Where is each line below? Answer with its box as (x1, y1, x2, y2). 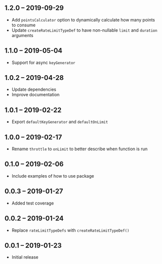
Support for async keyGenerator (11, 60, 76, 65)
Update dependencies (11, 86, 56, 92)
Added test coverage (11, 200, 54, 206)
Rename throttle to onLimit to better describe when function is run (11, 146, 148, 152)
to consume (11, 22, 36, 28)
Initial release (11, 254, 38, 260)
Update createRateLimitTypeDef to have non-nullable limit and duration (11, 27, 158, 33)
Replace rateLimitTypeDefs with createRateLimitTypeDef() (11, 227, 129, 233)
